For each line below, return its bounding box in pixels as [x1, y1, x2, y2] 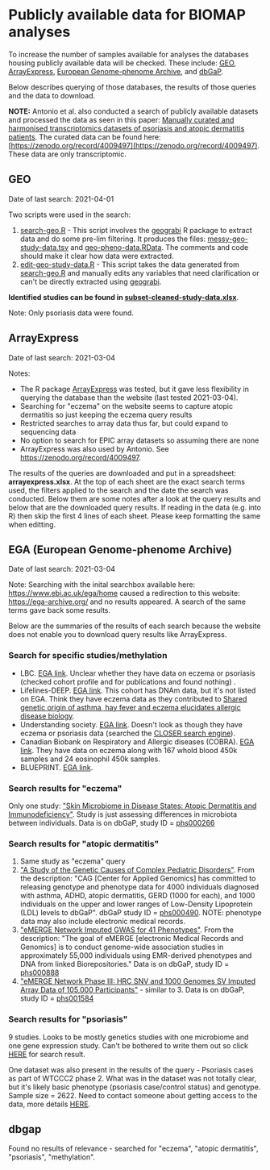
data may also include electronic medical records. [19, 917, 186, 926]
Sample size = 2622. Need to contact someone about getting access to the [8, 1090, 258, 1100]
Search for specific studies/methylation [8, 650, 168, 661]
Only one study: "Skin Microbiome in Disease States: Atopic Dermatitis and [8, 801, 257, 810]
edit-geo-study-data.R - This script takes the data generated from [19, 260, 240, 269]
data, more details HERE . [8, 1099, 91, 1109]
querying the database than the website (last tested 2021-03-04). [19, 393, 239, 402]
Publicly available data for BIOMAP [8, 6, 246, 24]
